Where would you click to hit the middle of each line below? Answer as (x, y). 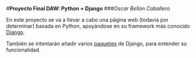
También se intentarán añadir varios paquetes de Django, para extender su (97, 44)
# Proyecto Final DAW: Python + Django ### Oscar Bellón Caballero (88, 8)
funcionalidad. (23, 50)
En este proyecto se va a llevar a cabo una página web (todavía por (87, 20)
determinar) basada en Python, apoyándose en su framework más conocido (98, 26)
